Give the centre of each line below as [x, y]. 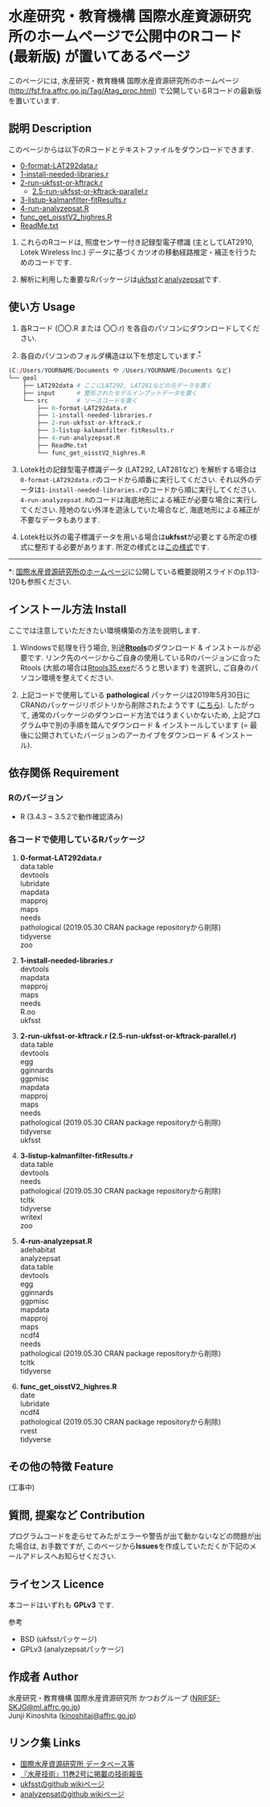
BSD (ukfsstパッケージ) [59, 1639]
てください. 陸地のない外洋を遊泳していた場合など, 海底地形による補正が [140, 510]
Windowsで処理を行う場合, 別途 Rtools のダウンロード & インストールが [137, 647]
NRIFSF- [207, 1698]
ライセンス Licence [56, 1584]
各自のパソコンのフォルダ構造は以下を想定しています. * [110, 355]
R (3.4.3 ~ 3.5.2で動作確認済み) [72, 817]
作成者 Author [43, 1677]
